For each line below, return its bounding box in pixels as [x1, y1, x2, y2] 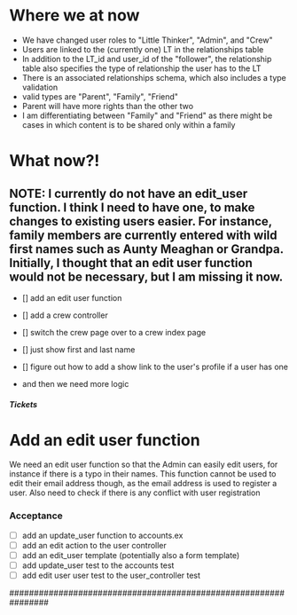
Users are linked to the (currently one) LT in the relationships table [21, 43, 264, 54]
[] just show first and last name [21, 343, 136, 355]
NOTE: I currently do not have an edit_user [9, 185, 248, 201]
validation [21, 82, 59, 92]
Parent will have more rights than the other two [21, 100, 193, 111]
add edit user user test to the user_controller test [21, 570, 201, 581]
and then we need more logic [21, 378, 129, 389]
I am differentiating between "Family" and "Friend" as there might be [21, 110, 273, 121]
